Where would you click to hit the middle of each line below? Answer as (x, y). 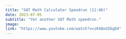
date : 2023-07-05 (24, 15)
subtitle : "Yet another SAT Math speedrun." (53, 19)
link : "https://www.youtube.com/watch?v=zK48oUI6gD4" (64, 29)
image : (12, 24)
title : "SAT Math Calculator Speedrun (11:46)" (57, 10)
